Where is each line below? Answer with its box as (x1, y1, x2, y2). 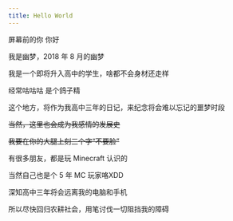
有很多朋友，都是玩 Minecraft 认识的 (8, 153, 128, 163)
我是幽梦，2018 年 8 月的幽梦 (8, 51, 105, 61)
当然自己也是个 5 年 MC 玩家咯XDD (8, 170, 124, 180)
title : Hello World (8, 11, 73, 20)
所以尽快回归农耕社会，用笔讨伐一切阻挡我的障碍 (8, 204, 169, 214)
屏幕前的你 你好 (8, 34, 60, 44)
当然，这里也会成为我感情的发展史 (8, 119, 120, 128)
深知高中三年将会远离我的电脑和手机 (8, 187, 128, 196)
